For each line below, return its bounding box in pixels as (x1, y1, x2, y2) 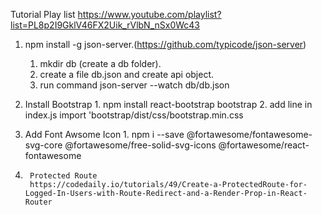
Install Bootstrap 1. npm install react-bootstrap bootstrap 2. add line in (24, 99, 313, 110)
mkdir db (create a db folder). (39, 58, 162, 69)
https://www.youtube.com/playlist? (77, 9, 222, 20)
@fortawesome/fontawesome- (186, 129, 313, 140)
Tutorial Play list (10, 9, 76, 20)
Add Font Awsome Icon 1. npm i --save (24, 129, 185, 140)
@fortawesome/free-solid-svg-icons (64, 139, 217, 151)
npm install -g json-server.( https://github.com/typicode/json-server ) (24, 39, 307, 50)
